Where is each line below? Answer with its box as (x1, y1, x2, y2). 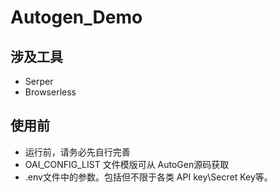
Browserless (24, 86, 77, 98)
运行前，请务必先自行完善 (24, 146, 131, 158)
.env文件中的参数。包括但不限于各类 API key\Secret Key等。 (24, 171, 273, 183)
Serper (24, 76, 54, 87)
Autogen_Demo (10, 6, 143, 29)
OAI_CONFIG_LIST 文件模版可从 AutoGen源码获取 (24, 158, 230, 170)
